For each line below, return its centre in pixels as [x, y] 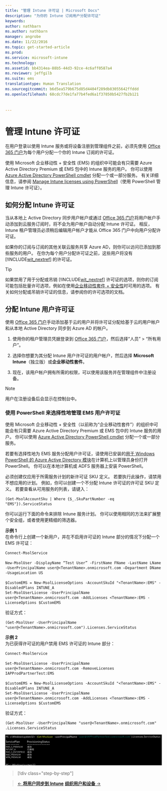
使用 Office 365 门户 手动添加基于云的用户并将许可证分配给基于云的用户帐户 [83, 322]
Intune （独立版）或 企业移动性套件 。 [50, 361]
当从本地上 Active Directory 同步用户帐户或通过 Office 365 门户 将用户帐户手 [83, 218]
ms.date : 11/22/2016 [27, 42]
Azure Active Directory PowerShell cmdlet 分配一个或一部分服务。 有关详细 [82, 175]
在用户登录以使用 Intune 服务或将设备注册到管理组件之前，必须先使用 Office [83, 146]
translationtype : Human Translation [43, 84]
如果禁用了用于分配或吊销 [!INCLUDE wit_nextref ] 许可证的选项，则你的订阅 [82, 280]
